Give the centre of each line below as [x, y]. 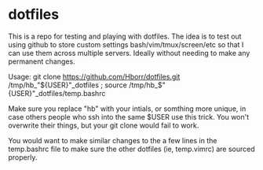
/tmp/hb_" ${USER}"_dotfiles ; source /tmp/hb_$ [85, 85]
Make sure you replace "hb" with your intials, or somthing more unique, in [127, 109]
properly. [23, 157]
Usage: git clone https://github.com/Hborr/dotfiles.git [94, 76]
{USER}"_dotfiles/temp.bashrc [57, 93]
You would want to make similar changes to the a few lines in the [113, 140]
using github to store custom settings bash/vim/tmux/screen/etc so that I [126, 44]
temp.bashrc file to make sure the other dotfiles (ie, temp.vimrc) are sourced [131, 149]
